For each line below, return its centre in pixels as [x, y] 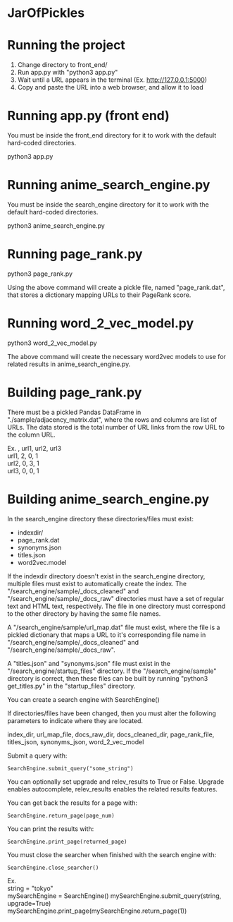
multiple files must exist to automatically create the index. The [97, 583]
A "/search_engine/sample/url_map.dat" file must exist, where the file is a [114, 627]
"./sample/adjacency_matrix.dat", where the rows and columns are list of [112, 419]
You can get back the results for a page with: [73, 803]
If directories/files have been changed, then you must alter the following [112, 713]
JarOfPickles [46, 13]
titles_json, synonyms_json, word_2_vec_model [76, 741]
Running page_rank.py [75, 254]
